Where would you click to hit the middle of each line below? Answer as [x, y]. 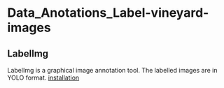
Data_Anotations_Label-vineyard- [108, 13]
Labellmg [28, 53]
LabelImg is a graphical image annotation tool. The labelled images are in [113, 70]
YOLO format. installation [43, 78]
